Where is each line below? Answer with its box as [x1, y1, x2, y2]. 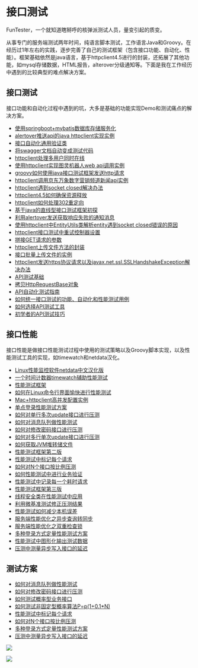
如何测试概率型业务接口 [14, 595, 72, 603]
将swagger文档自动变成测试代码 [14, 147, 94, 154]
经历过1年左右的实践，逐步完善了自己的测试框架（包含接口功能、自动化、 [6, 46, 185, 53]
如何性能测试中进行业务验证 [14, 470, 83, 477]
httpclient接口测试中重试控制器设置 [14, 228, 101, 235]
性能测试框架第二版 [14, 448, 62, 455]
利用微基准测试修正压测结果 [14, 500, 83, 507]
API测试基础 [14, 273, 44, 280]
